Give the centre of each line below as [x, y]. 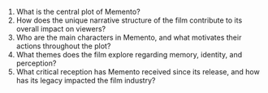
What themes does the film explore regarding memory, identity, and [129, 55]
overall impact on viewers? [61, 29]
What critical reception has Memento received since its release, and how [138, 72]
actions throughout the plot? [63, 46]
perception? [36, 63]
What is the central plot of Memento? [78, 12]
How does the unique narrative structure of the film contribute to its [129, 20]
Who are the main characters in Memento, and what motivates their [129, 37]
